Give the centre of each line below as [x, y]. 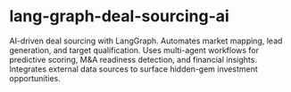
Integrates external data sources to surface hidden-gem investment [134, 69]
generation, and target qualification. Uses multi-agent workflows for [134, 50]
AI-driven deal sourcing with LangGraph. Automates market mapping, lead [146, 41]
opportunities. [35, 78]
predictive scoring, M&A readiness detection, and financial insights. [133, 59]
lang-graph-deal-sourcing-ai [119, 16]
